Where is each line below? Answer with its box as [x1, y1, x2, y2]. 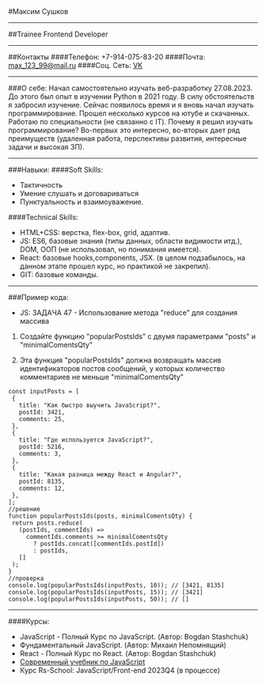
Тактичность [19, 180, 63, 189]
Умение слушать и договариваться [19, 189, 139, 198]
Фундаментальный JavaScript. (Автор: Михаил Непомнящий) [19, 640, 227, 650]
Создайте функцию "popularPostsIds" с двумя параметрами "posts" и [19, 332, 256, 341]
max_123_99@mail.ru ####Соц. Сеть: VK [8, 61, 143, 70]
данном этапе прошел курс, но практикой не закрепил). [19, 261, 211, 271]
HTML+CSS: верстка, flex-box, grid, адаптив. [19, 228, 170, 237]
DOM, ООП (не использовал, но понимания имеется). [19, 245, 202, 254]
